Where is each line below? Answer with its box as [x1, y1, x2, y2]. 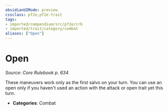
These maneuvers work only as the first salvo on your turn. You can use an [5, 79, 162, 85]
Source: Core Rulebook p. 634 [5, 69, 69, 76]
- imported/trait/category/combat [5, 26, 79, 31]
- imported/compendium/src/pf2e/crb [5, 21, 83, 27]
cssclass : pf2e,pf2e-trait [5, 12, 62, 17]
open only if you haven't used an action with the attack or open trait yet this [5, 85, 163, 91]
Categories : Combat [12, 100, 56, 106]
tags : [5, 17, 17, 22]
